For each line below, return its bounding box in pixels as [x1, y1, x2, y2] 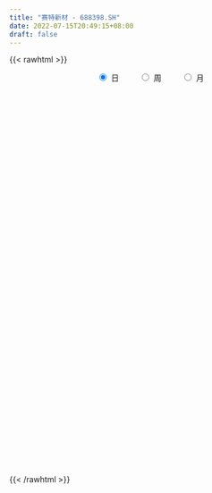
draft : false [9, 30, 58, 38]
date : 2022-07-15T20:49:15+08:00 [9, 21, 134, 30]
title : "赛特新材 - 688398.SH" [9, 13, 121, 22]
